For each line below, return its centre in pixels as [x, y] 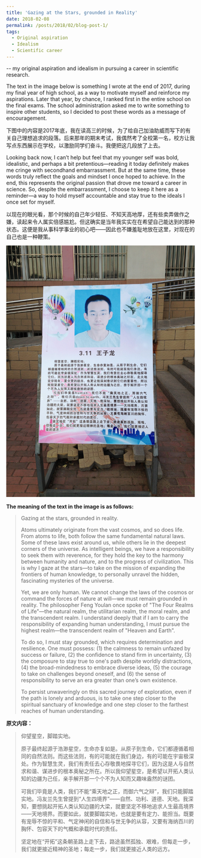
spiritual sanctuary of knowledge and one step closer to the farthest [104, 704]
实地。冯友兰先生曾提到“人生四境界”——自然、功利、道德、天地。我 [104, 799]
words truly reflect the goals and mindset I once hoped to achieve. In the [96, 176]
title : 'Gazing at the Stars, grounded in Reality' [72, 13]
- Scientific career [37, 51]
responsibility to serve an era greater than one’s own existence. [99, 680]
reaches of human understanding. [63, 711]
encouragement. [27, 118]
